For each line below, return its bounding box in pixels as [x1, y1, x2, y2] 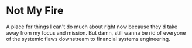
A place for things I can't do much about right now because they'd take [6, 23, 177, 30]
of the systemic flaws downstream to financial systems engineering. [6, 35, 171, 42]
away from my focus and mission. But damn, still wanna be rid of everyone [6, 29, 186, 36]
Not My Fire [6, 4, 64, 17]
